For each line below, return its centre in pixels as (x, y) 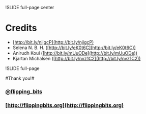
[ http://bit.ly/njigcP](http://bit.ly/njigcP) (53, 42)
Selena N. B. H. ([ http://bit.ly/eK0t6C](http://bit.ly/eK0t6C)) (74, 48)
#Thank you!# (20, 78)
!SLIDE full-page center (30, 7)
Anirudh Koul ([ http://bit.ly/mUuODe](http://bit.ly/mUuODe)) (75, 53)
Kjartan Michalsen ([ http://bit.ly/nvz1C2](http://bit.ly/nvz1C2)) (77, 58)
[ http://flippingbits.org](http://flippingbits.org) (64, 105)
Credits (21, 28)
